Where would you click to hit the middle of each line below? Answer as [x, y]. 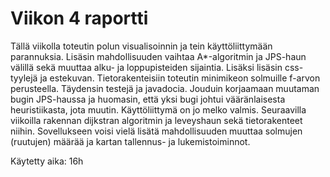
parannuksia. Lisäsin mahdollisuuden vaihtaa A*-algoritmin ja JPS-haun [158, 56]
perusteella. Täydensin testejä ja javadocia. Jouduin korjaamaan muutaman [165, 88]
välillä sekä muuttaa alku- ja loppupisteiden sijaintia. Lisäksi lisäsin [146, 67]
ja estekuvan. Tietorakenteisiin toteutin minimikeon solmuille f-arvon [180, 78]
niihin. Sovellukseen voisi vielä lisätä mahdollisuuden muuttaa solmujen [156, 131]
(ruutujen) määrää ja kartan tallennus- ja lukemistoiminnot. [130, 141]
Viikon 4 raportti [79, 18]
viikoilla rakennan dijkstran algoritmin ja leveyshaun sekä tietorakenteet [156, 120]
